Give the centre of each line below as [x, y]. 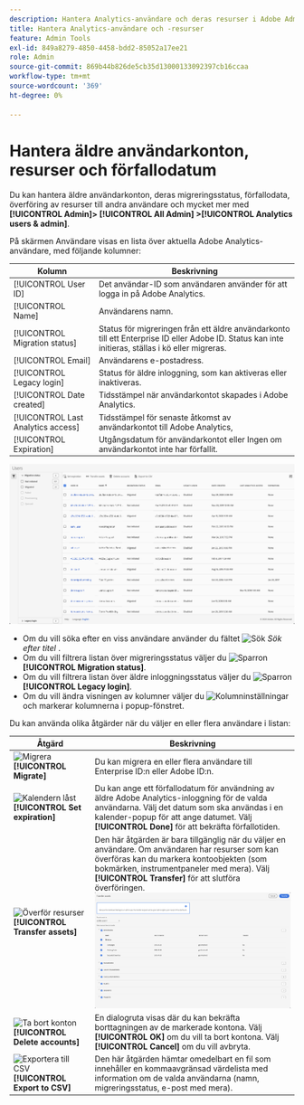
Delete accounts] [46, 1042]
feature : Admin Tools [50, 38]
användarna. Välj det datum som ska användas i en [189, 807]
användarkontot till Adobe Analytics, [166, 427]
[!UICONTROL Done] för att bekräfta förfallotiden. [187, 826]
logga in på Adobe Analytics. [152, 294]
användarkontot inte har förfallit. [158, 449]
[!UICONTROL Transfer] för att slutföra [167, 878]
